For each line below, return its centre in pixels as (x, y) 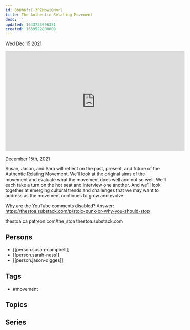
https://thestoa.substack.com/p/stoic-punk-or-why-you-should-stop (78, 211)
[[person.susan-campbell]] (41, 249)
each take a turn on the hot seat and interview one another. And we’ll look (83, 185)
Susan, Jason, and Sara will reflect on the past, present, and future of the (83, 169)
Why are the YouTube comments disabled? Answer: (60, 206)
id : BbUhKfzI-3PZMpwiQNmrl (34, 10)
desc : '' (15, 19)
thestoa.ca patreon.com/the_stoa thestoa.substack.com (64, 221)
